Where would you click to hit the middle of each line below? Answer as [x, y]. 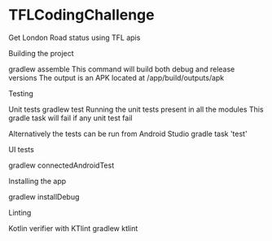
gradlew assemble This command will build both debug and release [122, 69]
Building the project [42, 53]
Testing [21, 93]
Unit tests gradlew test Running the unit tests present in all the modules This [136, 109]
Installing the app [37, 181]
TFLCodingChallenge [81, 15]
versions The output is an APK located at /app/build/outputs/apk [116, 77]
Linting [20, 213]
